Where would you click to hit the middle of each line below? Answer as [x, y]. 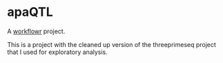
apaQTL [30, 12]
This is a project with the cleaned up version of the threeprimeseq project [111, 44]
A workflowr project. [36, 31]
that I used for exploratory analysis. [58, 52]
